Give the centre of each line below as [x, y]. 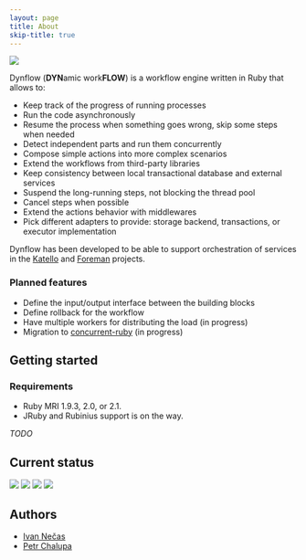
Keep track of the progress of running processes [115, 105]
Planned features [48, 282]
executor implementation [69, 232]
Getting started [54, 360]
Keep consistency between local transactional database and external [153, 174]
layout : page [34, 18]
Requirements [42, 386]
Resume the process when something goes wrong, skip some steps [150, 125]
